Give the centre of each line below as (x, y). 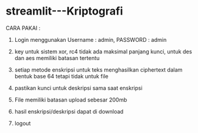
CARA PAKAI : (23, 28)
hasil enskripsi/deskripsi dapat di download (69, 111)
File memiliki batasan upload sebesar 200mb (71, 100)
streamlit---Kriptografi (64, 11)
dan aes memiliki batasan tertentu (57, 58)
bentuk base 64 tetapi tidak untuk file (62, 76)
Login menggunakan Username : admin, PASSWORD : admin (90, 39)
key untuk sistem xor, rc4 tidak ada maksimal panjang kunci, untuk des (103, 51)
